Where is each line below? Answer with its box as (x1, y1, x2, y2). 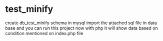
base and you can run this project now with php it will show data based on (5, 25, 158, 31)
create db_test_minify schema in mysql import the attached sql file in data (5, 20, 157, 26)
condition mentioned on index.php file (5, 30, 83, 36)
